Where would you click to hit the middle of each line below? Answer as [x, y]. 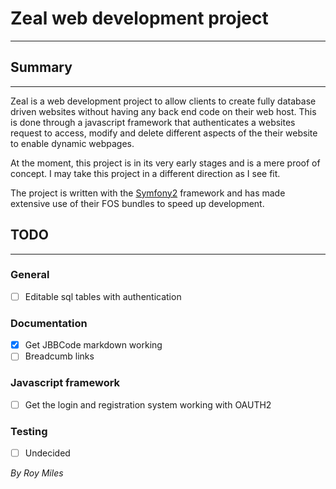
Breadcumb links [59, 356]
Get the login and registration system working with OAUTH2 [148, 404]
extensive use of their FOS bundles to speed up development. [137, 203]
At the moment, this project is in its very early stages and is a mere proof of [165, 163]
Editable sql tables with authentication [103, 296]
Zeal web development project [139, 18]
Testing [29, 431]
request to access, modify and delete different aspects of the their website [164, 133]
